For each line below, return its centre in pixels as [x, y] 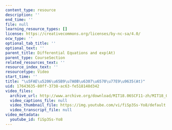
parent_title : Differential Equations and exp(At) [60, 53]
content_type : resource [31, 10]
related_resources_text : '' [35, 62]
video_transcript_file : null [41, 110]
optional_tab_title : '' [31, 44]
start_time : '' [21, 77]
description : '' [23, 15]
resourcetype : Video [27, 72]
